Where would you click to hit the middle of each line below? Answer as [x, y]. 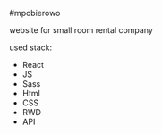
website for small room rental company [81, 30]
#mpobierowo [35, 13]
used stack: [30, 47]
